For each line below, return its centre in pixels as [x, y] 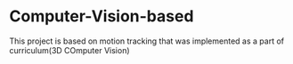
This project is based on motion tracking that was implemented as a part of [147, 41]
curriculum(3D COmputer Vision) [70, 50]
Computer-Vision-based [102, 16]
